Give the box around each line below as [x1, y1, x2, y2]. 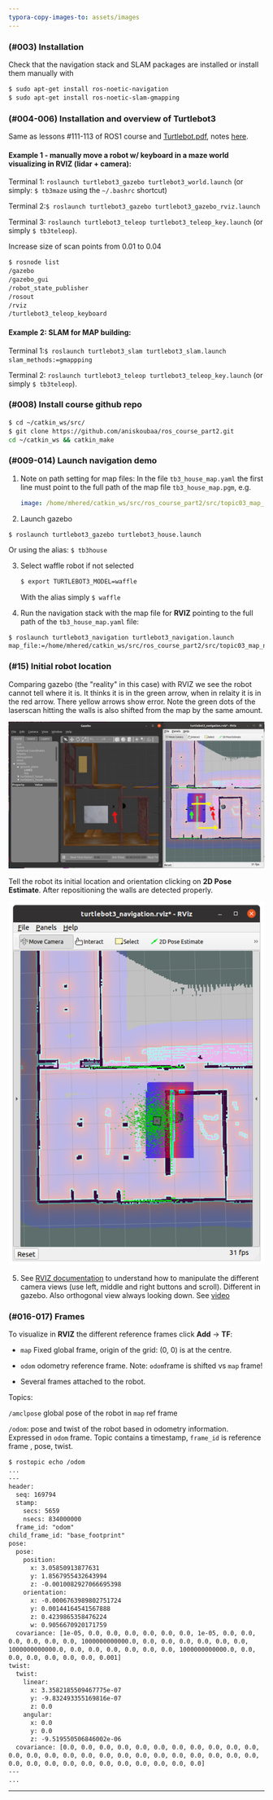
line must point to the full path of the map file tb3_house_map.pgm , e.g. [19, 482, 252, 492]
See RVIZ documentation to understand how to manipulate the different [19, 1274, 259, 1283]
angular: [23, 1711, 53, 1719]
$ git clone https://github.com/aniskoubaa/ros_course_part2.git [8, 427, 234, 435]
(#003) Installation [8, 41, 84, 52]
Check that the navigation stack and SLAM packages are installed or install [8, 59, 259, 69]
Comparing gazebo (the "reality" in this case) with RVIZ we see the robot [8, 679, 252, 689]
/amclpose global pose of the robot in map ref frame [8, 1408, 178, 1418]
